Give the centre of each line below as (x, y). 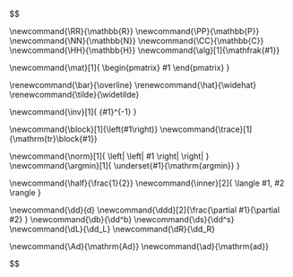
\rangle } (26, 192)
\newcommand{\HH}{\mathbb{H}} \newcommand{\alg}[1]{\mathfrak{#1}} (145, 50)
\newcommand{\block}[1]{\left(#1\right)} (84, 129)
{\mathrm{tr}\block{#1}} (54, 138)
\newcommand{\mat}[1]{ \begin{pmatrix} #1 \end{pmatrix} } (120, 68)
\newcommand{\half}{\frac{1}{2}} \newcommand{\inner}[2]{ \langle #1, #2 (147, 183)
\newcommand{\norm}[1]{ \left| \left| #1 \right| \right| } (109, 156)
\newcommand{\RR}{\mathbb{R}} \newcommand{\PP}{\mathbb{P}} (134, 31)
